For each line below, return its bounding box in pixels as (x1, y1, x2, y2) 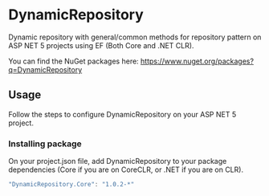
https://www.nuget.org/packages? (140, 56, 255, 66)
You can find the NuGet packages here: (8, 56, 139, 66)
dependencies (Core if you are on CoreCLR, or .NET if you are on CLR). (8, 165, 243, 174)
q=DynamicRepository (8, 64, 83, 74)
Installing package (8, 138, 82, 149)
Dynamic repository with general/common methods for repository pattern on (8, 32, 262, 42)
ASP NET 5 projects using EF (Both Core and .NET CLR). (8, 40, 194, 50)
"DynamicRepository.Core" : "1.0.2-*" (8, 181, 135, 189)
